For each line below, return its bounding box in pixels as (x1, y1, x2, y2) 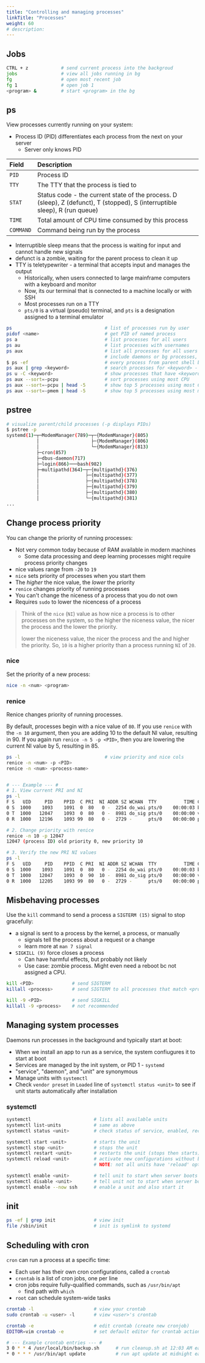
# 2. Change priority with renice (6, 827, 95, 833)
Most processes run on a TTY (24, 300, 99, 308)
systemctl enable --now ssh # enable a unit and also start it (6, 1184, 184, 1190)
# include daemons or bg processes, (104, 354, 198, 360)
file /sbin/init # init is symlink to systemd (6, 1223, 171, 1229)
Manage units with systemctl (15, 1074, 88, 1082)
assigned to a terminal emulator (24, 313, 104, 321)
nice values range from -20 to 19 (15, 565, 96, 573)
